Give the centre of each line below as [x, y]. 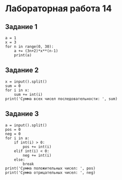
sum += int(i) [28, 94]
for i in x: [17, 90]
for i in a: [17, 138]
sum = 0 [13, 86]
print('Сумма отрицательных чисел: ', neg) [50, 173]
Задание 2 [22, 70]
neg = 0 [13, 134]
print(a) [23, 55]
